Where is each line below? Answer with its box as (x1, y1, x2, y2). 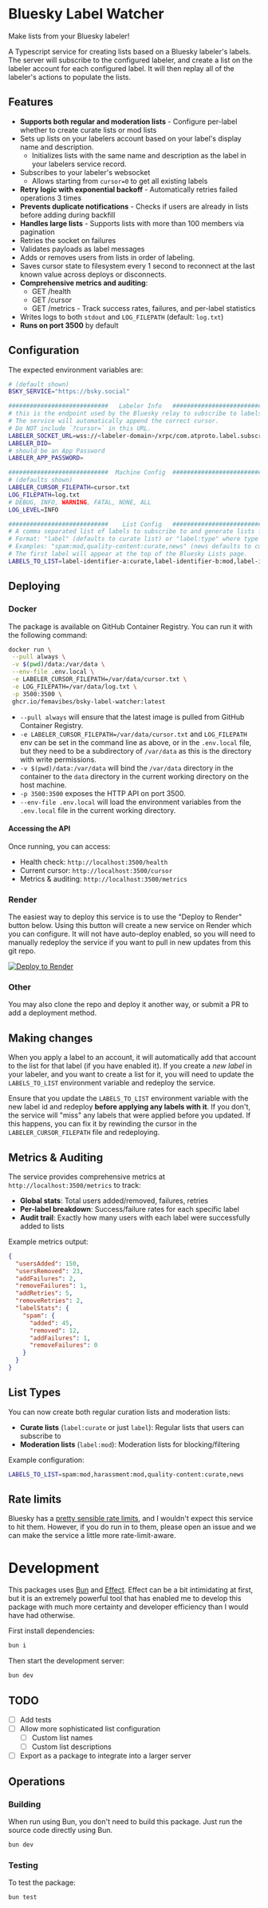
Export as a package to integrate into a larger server (19, 1751, 191, 1761)
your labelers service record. (31, 159, 127, 169)
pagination (19, 227, 56, 237)
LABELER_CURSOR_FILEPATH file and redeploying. (8, 1128, 160, 1137)
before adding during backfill (19, 209, 116, 220)
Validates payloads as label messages (19, 244, 145, 253)
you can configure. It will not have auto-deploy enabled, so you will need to (8, 929, 255, 938)
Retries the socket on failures (19, 235, 116, 245)
